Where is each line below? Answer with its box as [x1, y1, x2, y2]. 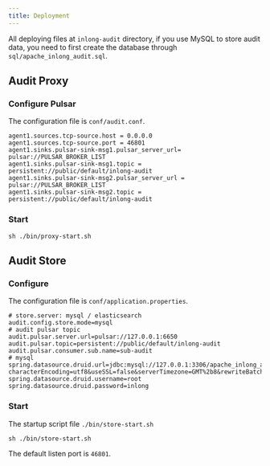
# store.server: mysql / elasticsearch [8, 312, 142, 320]
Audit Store [8, 254, 67, 268]
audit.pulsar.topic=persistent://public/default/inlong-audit [8, 340, 221, 348]
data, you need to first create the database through [8, 42, 178, 52]
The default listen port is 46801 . [8, 448, 111, 458]
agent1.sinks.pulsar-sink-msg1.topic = [8, 160, 142, 169]
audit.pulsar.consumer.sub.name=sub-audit [8, 347, 153, 355]
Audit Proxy [8, 74, 69, 88]
